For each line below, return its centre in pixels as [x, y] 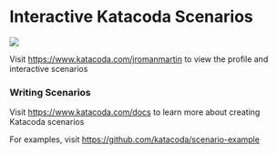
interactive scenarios [49, 68]
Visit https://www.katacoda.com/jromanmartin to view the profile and [139, 59]
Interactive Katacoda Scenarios [131, 17]
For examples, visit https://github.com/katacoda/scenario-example [134, 139]
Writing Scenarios [50, 92]
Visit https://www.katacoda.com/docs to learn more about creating [135, 112]
